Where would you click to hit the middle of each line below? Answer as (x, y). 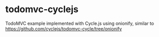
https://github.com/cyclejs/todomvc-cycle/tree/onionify (64, 28)
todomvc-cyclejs (42, 9)
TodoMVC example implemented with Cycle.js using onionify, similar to (80, 23)
